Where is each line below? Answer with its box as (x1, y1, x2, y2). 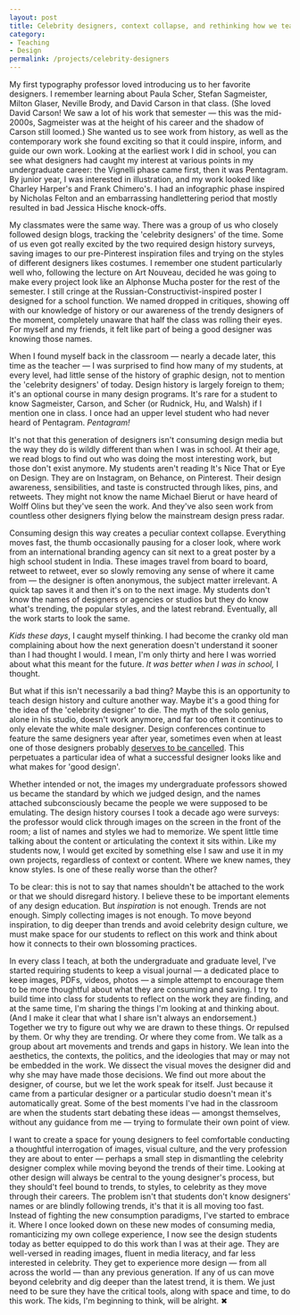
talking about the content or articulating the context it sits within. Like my (9, 836, 277, 846)
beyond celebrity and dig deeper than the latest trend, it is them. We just (9, 1277, 275, 1286)
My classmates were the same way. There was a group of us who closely (9, 220, 279, 230)
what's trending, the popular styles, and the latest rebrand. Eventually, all (9, 603, 278, 614)
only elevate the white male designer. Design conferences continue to (9, 724, 266, 734)
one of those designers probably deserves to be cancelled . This (9, 743, 245, 753)
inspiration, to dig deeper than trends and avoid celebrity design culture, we (9, 920, 288, 929)
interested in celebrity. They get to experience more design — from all (9, 1258, 267, 1268)
